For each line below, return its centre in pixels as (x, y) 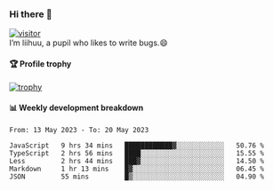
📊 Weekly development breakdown (76, 108)
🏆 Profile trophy (40, 63)
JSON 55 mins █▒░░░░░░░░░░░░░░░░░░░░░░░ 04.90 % (137, 177)
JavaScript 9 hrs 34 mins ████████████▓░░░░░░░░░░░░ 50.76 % (137, 146)
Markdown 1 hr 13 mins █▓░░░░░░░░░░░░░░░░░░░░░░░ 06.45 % (137, 169)
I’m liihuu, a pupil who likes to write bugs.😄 (88, 43)
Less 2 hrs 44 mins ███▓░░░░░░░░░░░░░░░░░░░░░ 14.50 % (137, 161)
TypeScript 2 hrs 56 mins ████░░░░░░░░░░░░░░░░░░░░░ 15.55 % (137, 153)
